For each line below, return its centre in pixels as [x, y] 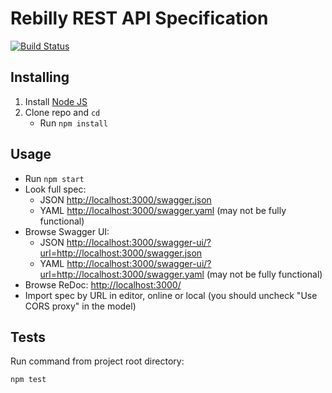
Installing [40, 77]
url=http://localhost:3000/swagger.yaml [122, 274]
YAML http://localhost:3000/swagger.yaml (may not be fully [163, 210]
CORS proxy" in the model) [80, 306]
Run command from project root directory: [97, 361]
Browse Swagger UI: [67, 231]
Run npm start [54, 178]
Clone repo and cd [62, 112]
